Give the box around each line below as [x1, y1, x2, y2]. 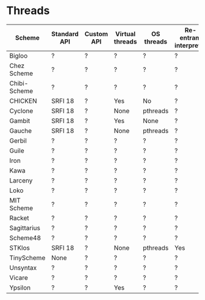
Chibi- [9, 79, 29, 88]
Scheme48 [9, 233, 41, 242]
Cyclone [9, 107, 34, 115]
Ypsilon [9, 283, 31, 291]
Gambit [9, 116, 31, 125]
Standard [51, 29, 79, 38]
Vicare [9, 273, 29, 282]
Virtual [115, 29, 136, 38]
